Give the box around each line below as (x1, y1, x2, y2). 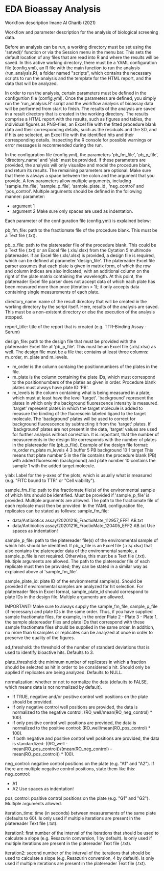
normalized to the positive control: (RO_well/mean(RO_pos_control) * (12, 725, 151, 731)
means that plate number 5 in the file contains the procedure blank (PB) (12, 452, 157, 458)
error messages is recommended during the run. (5, 142, 103, 148)
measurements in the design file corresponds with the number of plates (12, 436, 157, 443)
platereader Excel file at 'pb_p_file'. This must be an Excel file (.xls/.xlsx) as (5, 343, 156, 349)
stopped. (5, 314, 23, 320)
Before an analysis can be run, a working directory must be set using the (5, 44, 152, 50)
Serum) (5, 329, 21, 335)
